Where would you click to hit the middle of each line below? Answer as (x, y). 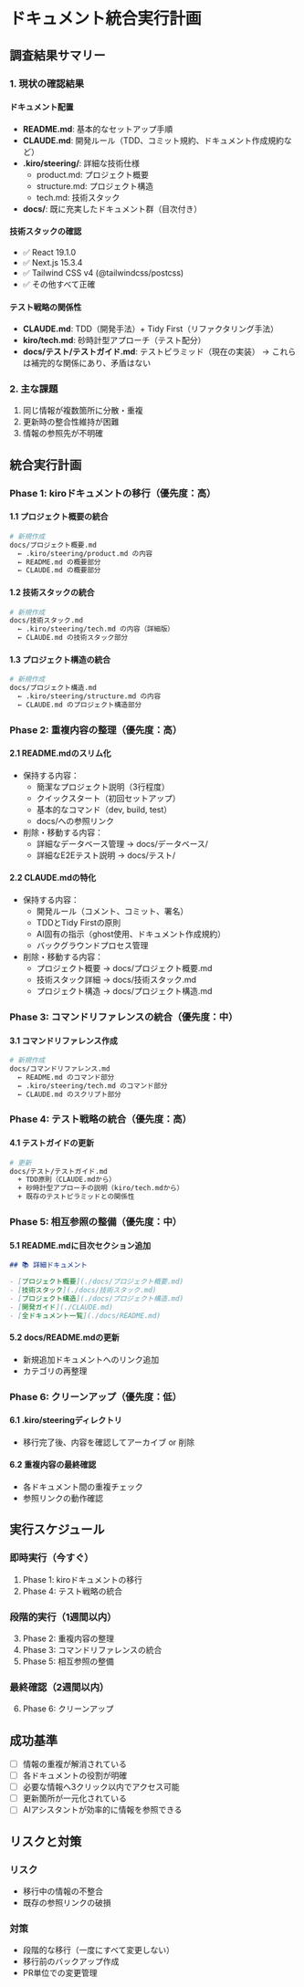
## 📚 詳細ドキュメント (49, 1265)
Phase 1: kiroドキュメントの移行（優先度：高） (113, 493)
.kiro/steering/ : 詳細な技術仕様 (81, 163)
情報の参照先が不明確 (63, 434)
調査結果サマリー (58, 55)
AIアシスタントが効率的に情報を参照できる (102, 1810)
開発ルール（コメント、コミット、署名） (112, 911)
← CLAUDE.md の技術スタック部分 (73, 638)
